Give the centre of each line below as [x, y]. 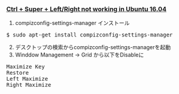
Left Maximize [27, 79]
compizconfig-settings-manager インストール [72, 23]
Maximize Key [26, 67]
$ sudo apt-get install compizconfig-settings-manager [89, 35]
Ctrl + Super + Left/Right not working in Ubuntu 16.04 [86, 9]
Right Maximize [29, 85]
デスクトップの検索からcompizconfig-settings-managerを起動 [93, 47]
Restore [18, 73]
